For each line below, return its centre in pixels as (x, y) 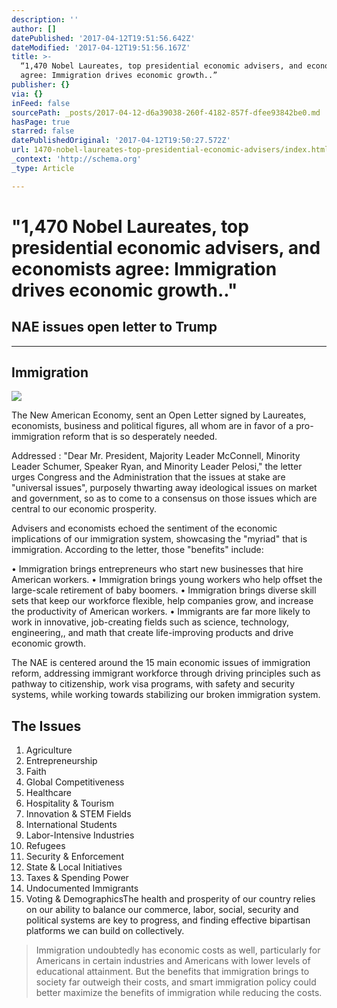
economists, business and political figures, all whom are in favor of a (152, 426)
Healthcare (49, 793)
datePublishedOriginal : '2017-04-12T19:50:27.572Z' (121, 141)
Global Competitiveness (75, 782)
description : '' (45, 19)
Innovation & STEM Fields (78, 814)
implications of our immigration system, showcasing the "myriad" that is (159, 539)
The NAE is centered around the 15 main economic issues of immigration (161, 663)
